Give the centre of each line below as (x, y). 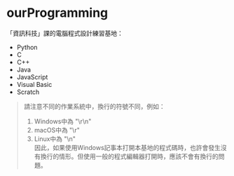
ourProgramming (57, 13)
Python (27, 47)
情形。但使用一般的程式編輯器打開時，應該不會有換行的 (138, 156)
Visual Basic (34, 84)
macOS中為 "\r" (57, 130)
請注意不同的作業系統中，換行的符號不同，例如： (94, 106)
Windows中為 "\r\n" (63, 121)
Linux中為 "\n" (55, 139)
